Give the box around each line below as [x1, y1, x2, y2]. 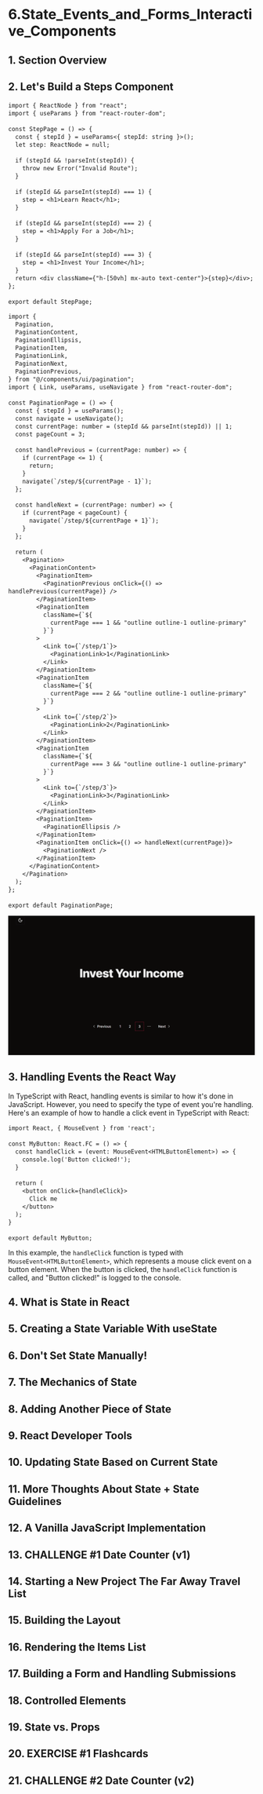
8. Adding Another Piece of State [8, 1402, 172, 1416]
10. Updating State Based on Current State [8, 1456, 218, 1469]
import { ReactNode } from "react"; [8, 102, 128, 110]
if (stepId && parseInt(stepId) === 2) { [15, 220, 153, 228]
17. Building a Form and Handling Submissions [8, 1667, 236, 1681]
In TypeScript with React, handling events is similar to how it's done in [8, 1091, 233, 1101]
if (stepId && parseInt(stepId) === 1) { [15, 188, 153, 196]
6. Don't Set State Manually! [8, 1349, 147, 1362]
